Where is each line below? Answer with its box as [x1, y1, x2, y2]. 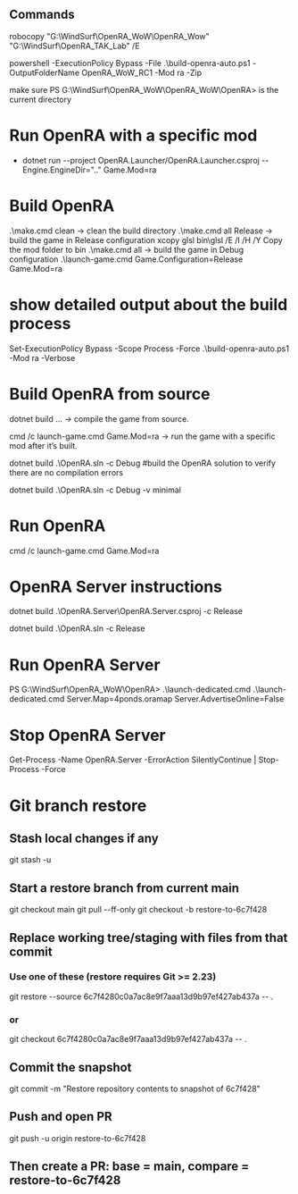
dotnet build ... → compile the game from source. [9, 413, 189, 424]
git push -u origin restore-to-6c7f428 [9, 1132, 146, 1143]
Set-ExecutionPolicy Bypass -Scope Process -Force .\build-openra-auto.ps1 [9, 343, 290, 354]
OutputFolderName [9, 67, 80, 78]
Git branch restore [9, 795, 147, 816]
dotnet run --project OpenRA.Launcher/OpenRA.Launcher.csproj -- [21, 155, 269, 165]
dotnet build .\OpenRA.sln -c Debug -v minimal [9, 484, 181, 495]
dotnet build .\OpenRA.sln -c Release [9, 623, 145, 634]
